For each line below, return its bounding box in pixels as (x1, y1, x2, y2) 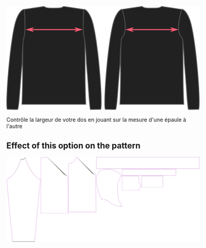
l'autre (6, 122, 23, 130)
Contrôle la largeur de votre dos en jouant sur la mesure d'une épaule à (6, 116, 186, 124)
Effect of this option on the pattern (6, 140, 141, 151)
